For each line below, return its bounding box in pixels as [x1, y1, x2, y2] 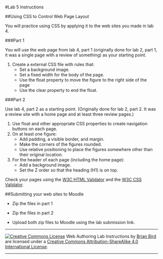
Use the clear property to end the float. [19, 87, 98, 93]
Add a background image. [19, 162, 71, 168]
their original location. [19, 152, 63, 157]
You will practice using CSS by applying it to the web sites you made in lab [5, 23, 154, 29]
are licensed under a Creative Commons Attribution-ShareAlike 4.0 [5, 239, 138, 244]
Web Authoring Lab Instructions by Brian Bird [66, 233, 157, 239]
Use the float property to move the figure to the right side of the [19, 77, 147, 83]
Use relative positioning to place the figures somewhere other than [19, 147, 153, 152]
